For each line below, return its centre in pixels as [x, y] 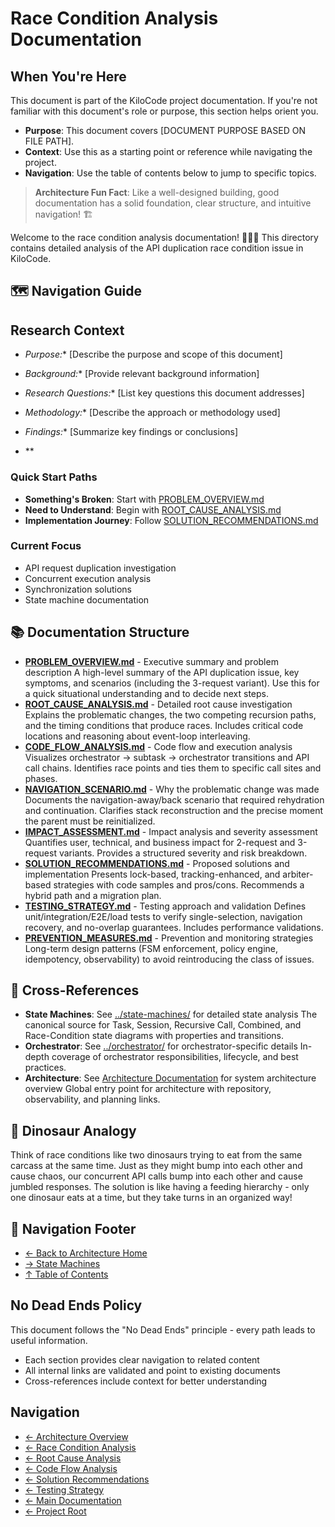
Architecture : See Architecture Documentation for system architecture [170, 1078]
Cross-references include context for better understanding [146, 1381]
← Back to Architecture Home [86, 1253]
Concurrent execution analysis [88, 578]
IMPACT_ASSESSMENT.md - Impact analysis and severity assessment [171, 831]
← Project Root [55, 1511]
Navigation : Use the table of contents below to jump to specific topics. [170, 173]
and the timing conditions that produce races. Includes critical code [164, 725]
